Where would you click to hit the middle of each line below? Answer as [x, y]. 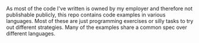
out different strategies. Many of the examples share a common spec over [97, 27]
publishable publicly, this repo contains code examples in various [86, 15]
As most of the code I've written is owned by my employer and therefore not [99, 9]
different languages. [31, 34]
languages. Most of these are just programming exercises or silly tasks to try [100, 21]
